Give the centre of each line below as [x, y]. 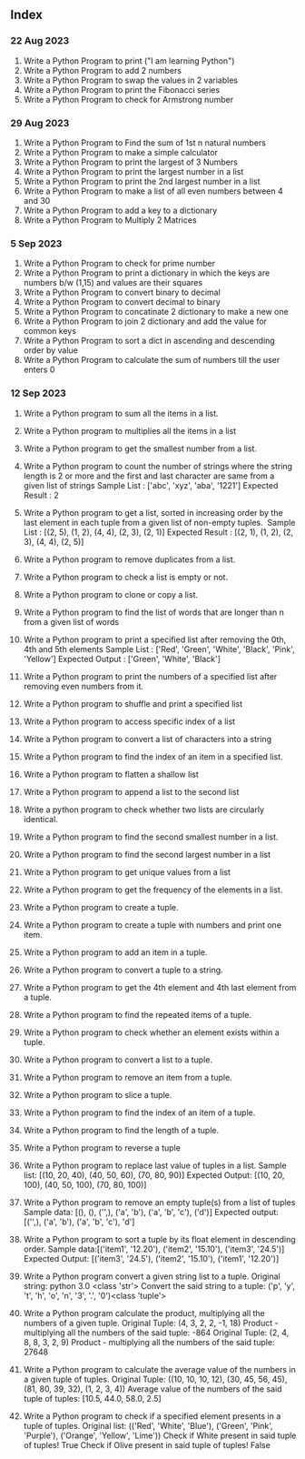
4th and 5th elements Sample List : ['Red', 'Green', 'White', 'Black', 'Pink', [159, 649]
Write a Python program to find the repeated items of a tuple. [138, 1014]
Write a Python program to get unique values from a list [127, 871]
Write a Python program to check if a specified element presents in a [152, 1416]
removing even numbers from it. [84, 686]
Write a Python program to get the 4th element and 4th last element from [160, 987]
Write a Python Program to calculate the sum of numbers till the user [152, 360]
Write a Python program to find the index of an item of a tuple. [139, 1112]
